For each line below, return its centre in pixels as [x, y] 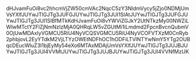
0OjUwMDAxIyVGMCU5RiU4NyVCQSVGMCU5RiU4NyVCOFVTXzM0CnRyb [97, 33]
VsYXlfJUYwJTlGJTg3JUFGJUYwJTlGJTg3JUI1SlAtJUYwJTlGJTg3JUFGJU [97, 15]
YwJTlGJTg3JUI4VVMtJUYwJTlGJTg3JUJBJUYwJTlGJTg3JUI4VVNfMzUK [97, 51]
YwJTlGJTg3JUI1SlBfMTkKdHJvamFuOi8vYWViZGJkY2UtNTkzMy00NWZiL [97, 21]
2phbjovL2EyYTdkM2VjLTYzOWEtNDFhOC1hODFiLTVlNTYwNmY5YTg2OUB [98, 39]
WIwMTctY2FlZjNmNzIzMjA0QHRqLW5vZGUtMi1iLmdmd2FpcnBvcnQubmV [97, 27]
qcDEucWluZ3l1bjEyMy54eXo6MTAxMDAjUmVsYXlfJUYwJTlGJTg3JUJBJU [97, 45]
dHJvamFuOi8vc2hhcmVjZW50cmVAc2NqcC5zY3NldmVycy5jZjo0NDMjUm [98, 8]
